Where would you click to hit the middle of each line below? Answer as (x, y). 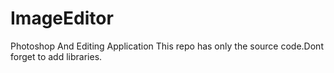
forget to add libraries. (56, 56)
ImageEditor (62, 18)
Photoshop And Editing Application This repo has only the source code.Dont (167, 46)
